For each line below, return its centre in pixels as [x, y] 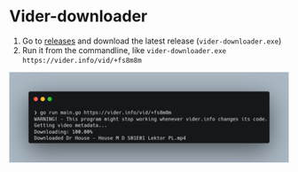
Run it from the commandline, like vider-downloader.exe [124, 50]
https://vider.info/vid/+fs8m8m [82, 60]
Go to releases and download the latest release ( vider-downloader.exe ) [152, 41]
